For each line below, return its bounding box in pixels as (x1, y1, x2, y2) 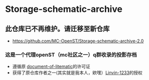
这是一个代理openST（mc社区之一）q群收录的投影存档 (5, 51, 137, 58)
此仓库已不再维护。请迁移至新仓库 (5, 24, 110, 33)
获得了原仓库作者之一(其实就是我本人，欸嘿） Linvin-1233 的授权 (12, 70, 143, 76)
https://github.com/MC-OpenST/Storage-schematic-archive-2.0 (12, 38, 144, 44)
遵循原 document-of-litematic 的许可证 (12, 64, 90, 70)
